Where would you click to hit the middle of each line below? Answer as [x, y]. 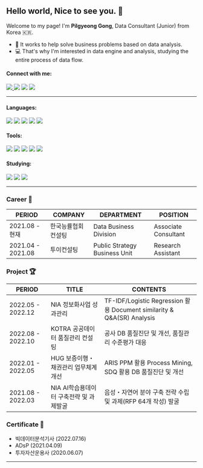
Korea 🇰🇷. [20, 32]
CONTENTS [149, 289]
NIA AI [60, 388]
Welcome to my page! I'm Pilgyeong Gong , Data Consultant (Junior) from [98, 25]
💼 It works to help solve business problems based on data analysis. [98, 44]
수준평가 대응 [129, 343]
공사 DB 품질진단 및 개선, [137, 334]
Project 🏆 [21, 271]
